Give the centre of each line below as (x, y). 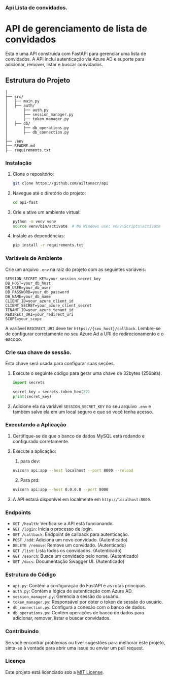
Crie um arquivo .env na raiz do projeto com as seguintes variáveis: (76, 269)
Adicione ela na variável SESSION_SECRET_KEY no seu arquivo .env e (82, 406)
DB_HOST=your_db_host (28, 283)
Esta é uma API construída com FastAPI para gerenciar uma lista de (76, 53)
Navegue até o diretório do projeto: (49, 193)
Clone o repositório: (33, 174)
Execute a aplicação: (34, 451)
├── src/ (14, 97)
